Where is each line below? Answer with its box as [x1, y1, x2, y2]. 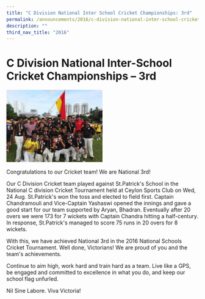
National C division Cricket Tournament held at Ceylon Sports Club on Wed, [6, 186, 196, 194]
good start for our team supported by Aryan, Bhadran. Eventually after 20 [6, 206, 191, 213]
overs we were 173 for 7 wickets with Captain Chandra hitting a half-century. [6, 213, 198, 220]
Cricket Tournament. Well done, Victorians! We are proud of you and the [6, 244, 188, 251]
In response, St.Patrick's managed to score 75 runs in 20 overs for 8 [6, 219, 178, 226]
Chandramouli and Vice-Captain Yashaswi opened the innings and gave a [6, 199, 192, 207]
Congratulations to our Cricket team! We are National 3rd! [6, 168, 151, 175]
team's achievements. [6, 251, 62, 258]
